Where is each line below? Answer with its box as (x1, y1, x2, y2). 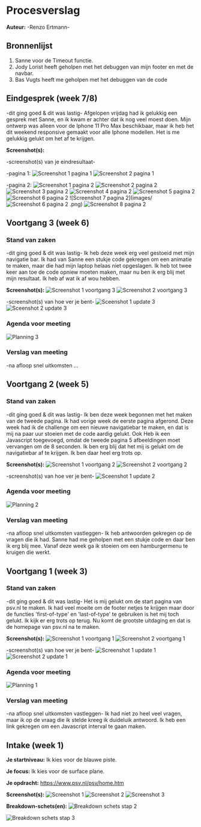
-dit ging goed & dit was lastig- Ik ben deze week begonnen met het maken (6, 410, 193, 418)
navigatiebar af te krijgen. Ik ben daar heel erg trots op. (6, 449, 143, 456)
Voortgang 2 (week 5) (6, 379, 89, 389)
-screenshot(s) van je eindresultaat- (6, 158, 95, 165)
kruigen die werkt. (6, 549, 51, 556)
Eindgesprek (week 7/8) (6, 94, 98, 104)
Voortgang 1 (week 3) (6, 566, 88, 576)
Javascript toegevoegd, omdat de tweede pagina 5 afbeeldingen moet (6, 436, 181, 444)
